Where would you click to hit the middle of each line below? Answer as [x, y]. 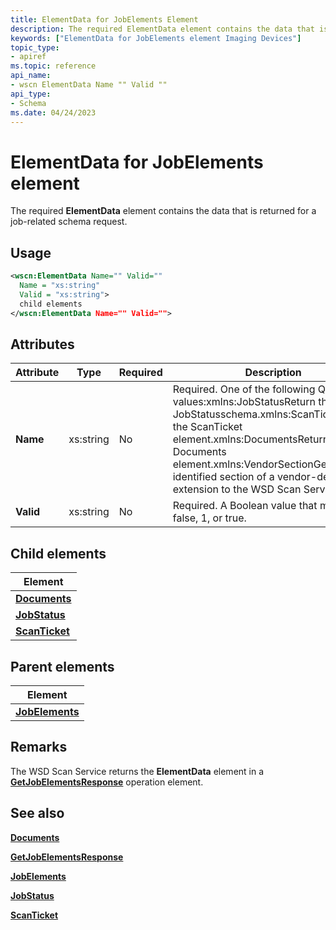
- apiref [28, 57]
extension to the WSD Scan [237, 489]
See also [37, 813]
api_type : [31, 94]
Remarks [39, 747]
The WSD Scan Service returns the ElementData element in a [137, 771]
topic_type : [35, 47]
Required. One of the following [244, 389]
